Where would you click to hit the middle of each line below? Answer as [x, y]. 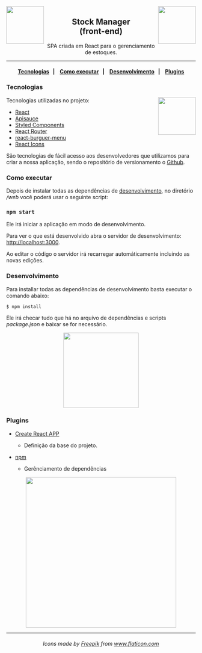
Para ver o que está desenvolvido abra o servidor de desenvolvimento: [94, 236]
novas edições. [25, 261]
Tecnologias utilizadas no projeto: [48, 100]
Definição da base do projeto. [61, 445]
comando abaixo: [28, 296]
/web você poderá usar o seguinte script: [57, 197]
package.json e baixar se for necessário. [57, 324]
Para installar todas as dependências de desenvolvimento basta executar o [99, 289]
